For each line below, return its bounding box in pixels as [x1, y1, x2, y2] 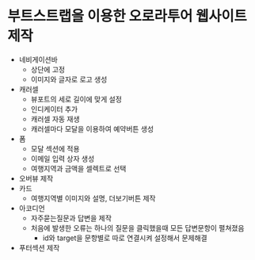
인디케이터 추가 [30, 104, 78, 113]
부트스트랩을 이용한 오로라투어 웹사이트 [7, 7, 247, 25]
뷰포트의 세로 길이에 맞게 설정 [30, 94, 122, 104]
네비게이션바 [18, 55, 59, 64]
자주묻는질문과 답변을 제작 [30, 213, 112, 223]
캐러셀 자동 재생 [30, 114, 80, 124]
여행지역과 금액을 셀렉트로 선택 [30, 163, 127, 173]
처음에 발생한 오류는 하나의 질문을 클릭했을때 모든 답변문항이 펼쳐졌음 [30, 223, 245, 232]
